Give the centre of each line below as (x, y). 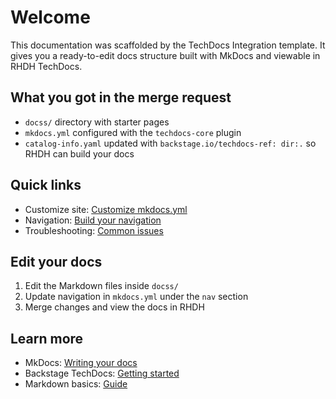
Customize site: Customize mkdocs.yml (106, 209)
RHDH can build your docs (79, 153)
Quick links (46, 185)
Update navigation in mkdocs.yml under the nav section (136, 297)
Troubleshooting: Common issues (94, 230)
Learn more (47, 338)
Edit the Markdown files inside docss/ (101, 286)
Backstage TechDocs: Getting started (102, 373)
